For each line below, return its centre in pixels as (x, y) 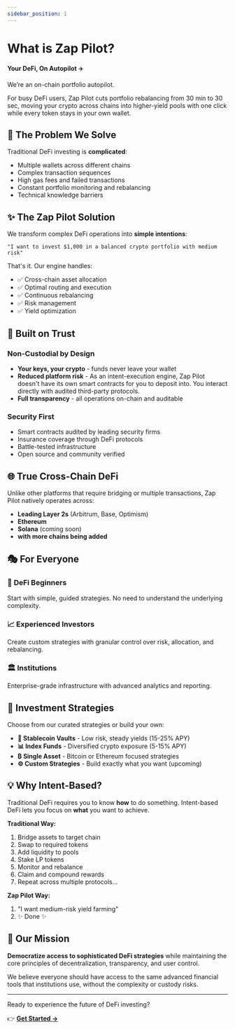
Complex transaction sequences (64, 173)
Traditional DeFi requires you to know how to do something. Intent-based (113, 802)
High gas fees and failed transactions (71, 180)
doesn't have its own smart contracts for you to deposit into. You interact (122, 383)
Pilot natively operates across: (51, 500)
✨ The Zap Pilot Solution (61, 217)
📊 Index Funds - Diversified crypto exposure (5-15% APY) (102, 746)
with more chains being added (62, 536)
